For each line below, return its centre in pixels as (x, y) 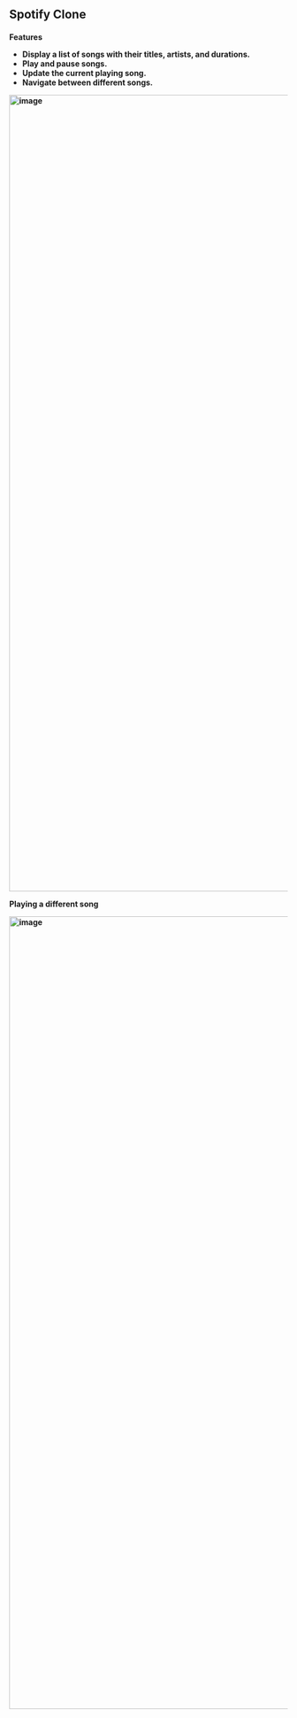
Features (26, 37)
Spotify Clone (48, 15)
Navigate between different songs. (87, 82)
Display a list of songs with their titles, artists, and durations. (136, 54)
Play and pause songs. (65, 63)
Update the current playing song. (84, 73)
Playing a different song (54, 904)
